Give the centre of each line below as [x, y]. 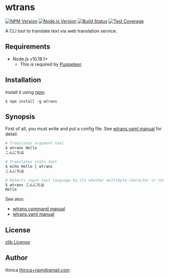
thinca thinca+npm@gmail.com [38, 270]
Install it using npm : [25, 92]
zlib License [18, 242]
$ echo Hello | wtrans [29, 166]
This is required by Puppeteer [51, 64]
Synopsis [20, 116]
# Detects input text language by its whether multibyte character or [81, 180]
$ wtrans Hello [21, 148]
